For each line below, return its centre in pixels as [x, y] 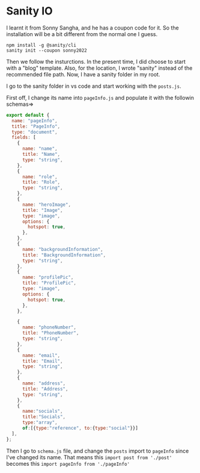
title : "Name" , [41, 155]
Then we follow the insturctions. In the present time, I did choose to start [96, 61]
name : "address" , [44, 383]
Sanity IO [29, 11]
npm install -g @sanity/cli [41, 45]
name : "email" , [41, 355]
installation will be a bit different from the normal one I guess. [82, 34]
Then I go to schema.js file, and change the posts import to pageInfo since [98, 451]
